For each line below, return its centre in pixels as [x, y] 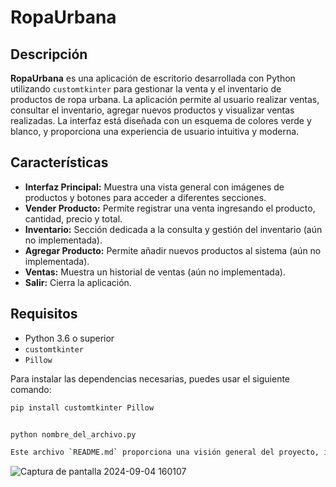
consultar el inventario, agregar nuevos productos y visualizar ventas [152, 110]
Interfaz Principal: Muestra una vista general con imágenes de [154, 187]
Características [59, 162]
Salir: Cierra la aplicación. [78, 282]
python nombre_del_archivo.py [73, 434]
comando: [31, 389]
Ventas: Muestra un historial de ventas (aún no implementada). [155, 272]
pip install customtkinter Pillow [82, 407]
